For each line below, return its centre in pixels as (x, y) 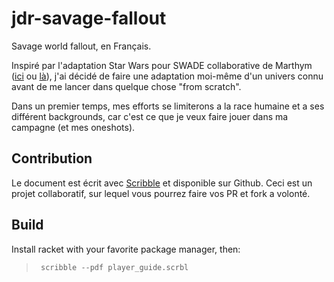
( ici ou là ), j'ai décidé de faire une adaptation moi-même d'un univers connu (167, 76)
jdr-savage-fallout (89, 18)
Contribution (52, 158)
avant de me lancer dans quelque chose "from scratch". (126, 86)
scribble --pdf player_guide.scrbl (114, 267)
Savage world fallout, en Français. (81, 46)
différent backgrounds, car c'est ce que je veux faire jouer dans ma (150, 116)
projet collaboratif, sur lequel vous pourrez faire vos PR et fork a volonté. (161, 193)
